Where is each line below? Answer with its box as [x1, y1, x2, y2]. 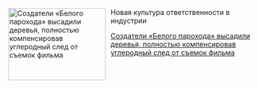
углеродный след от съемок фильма [110, 48, 236, 57]
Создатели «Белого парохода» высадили [110, 31, 251, 40]
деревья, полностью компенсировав [110, 39, 237, 49]
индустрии [110, 16, 147, 25]
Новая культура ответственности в [110, 8, 230, 16]
